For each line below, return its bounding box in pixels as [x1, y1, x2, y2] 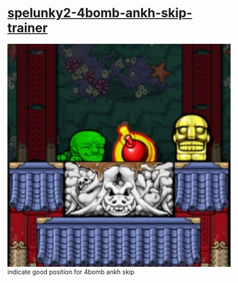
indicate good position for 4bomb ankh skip [7, 267, 135, 276]
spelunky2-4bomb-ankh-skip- [7, 5, 193, 21]
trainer [7, 20, 48, 36]
